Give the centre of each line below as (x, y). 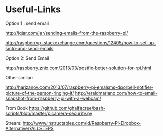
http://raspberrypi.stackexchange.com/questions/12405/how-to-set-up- (81, 43)
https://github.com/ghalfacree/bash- (67, 108)
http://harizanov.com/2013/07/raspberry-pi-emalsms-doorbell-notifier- (79, 87)
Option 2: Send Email (27, 58)
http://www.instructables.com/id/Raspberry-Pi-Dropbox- (81, 123)
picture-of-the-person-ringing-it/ (40, 93)
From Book (17, 108)
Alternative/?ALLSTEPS (30, 128)
